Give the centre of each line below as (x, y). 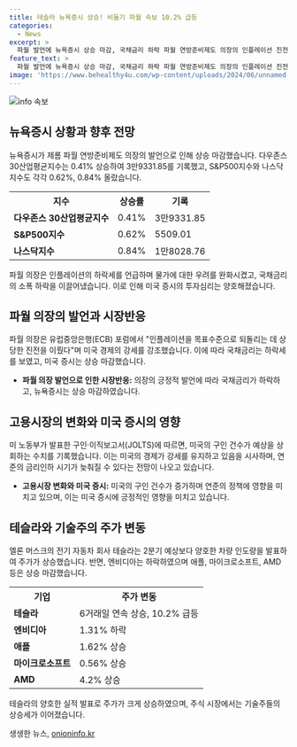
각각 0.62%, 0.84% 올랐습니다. (87, 177)
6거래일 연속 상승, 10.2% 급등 (139, 614)
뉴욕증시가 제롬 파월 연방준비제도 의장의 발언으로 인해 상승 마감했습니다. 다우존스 (148, 155)
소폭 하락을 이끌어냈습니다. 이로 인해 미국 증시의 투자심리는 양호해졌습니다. (147, 285)
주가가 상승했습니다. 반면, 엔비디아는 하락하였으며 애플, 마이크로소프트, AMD (150, 562)
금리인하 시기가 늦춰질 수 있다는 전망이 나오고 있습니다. (120, 467)
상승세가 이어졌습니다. (47, 715)
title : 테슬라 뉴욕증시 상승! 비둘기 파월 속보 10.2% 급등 (103, 17)
